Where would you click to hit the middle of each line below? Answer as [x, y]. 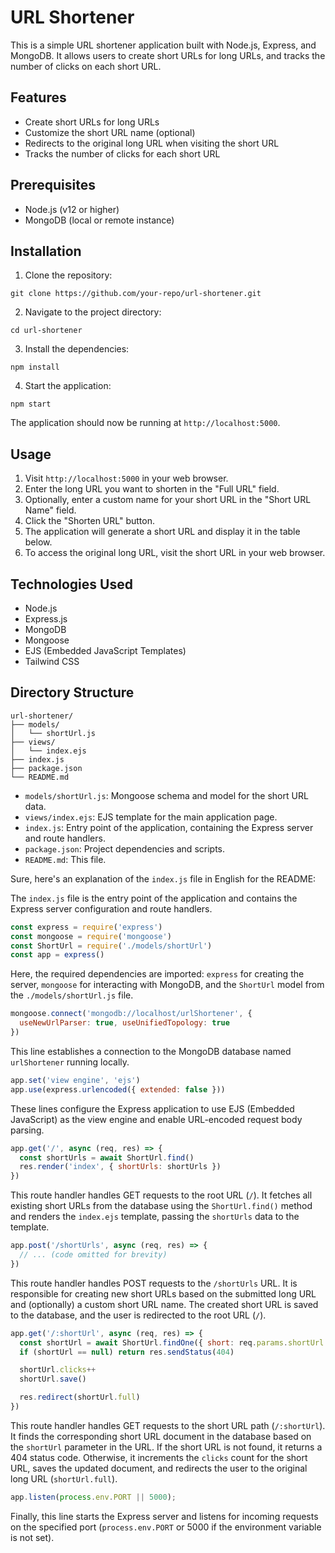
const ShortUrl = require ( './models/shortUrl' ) [111, 946]
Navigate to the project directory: [93, 312]
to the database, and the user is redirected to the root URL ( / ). [138, 1315]
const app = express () [57, 955]
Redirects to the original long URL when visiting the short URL [152, 143]
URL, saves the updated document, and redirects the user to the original [159, 1468]
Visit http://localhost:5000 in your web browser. [126, 478]
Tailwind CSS [52, 661]
